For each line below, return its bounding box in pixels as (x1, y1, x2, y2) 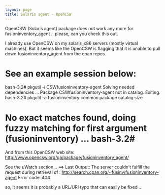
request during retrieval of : (5, 169, 61, 175)
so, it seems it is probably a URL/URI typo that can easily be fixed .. (5, 184, 141, 190)
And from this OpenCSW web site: (5, 149, 75, 156)
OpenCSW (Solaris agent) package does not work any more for (5, 25, 134, 31)
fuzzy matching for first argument (5, 122, 147, 134)
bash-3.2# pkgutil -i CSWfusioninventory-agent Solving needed (5, 84, 134, 90)
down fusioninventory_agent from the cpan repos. (5, 50, 106, 57)
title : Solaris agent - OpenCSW (5, 12, 71, 17)
